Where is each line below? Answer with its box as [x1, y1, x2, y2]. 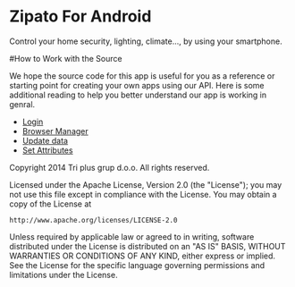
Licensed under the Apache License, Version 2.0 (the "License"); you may [9, 179, 282, 190]
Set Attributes [21, 145, 73, 156]
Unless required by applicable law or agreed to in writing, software [9, 231, 255, 242]
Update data [21, 135, 69, 146]
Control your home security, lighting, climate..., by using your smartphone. [9, 36, 283, 46]
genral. [9, 98, 36, 109]
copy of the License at [9, 198, 92, 209]
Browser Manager [21, 125, 89, 136]
